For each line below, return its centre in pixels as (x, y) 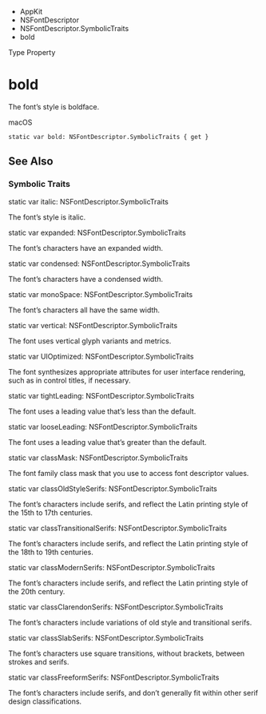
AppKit (31, 12)
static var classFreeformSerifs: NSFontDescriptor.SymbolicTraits (114, 677)
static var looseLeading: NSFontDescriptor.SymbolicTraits (103, 426)
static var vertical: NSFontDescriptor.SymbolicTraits (93, 325)
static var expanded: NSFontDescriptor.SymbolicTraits (97, 232)
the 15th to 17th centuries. (51, 512)
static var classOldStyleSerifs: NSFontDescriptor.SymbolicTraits (113, 488)
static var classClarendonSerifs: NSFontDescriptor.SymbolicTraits (116, 607)
